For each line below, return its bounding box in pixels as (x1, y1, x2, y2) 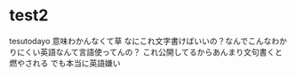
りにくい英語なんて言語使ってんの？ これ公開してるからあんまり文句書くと (9, 46, 283, 57)
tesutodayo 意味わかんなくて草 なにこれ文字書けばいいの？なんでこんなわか (9, 35, 287, 46)
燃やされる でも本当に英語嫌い (9, 57, 121, 68)
